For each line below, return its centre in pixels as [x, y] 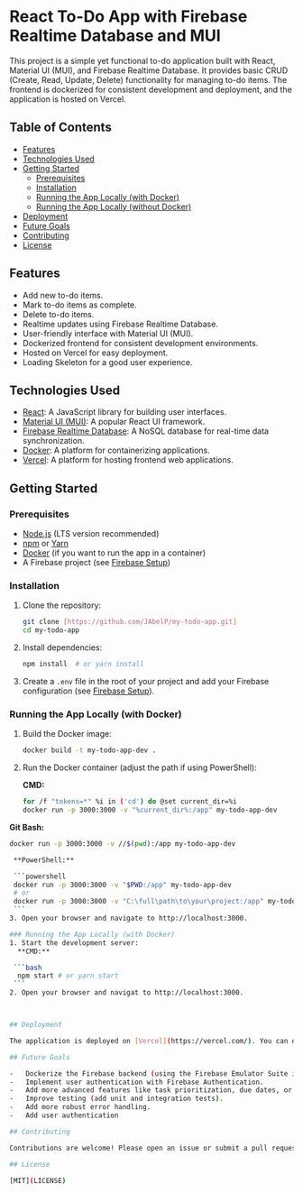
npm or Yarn [46, 544]
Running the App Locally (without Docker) [114, 206]
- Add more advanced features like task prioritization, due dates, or [151, 1090]
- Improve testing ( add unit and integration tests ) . [116, 1099]
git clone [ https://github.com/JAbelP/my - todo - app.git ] [129, 622]
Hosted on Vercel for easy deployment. [95, 353]
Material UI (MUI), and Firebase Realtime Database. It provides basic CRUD [149, 70]
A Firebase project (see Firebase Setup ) [96, 563]
